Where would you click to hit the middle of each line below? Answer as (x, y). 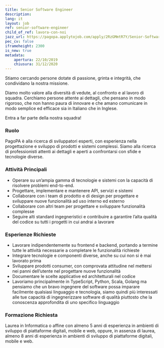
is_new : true (18, 50)
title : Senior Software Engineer (39, 10)
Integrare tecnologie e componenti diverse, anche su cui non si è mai (82, 255)
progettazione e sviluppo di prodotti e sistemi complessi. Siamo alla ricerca (81, 146)
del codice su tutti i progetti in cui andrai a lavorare (63, 222)
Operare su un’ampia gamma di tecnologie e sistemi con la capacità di (82, 180)
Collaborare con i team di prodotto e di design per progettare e (75, 196)
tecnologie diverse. (24, 157)
